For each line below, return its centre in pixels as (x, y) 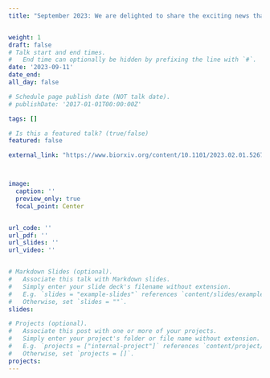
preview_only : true (48, 199)
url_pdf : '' (28, 235)
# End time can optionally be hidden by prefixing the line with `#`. (133, 60)
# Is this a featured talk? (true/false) (79, 134)
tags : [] (23, 119)
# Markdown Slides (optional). (61, 272)
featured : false (35, 141)
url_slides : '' (34, 243)
